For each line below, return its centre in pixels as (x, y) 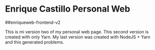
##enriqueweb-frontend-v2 (33, 22)
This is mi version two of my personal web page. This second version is (77, 32)
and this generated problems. (35, 42)
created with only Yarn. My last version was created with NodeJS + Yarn (78, 37)
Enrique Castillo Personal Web (68, 9)
